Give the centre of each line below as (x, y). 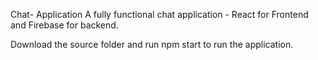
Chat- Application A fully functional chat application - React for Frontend (159, 14)
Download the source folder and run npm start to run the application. (152, 44)
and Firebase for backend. (64, 25)
